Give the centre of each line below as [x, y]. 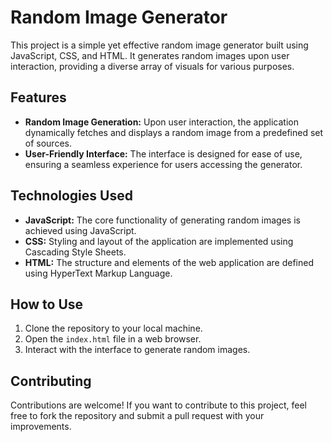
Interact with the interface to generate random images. [137, 350]
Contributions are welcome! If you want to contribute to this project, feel [158, 405]
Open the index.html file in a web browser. [113, 339]
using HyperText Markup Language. [98, 273]
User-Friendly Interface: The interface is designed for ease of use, [163, 153]
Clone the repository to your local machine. [113, 328]
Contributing [51, 381]
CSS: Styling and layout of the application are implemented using [159, 241]
